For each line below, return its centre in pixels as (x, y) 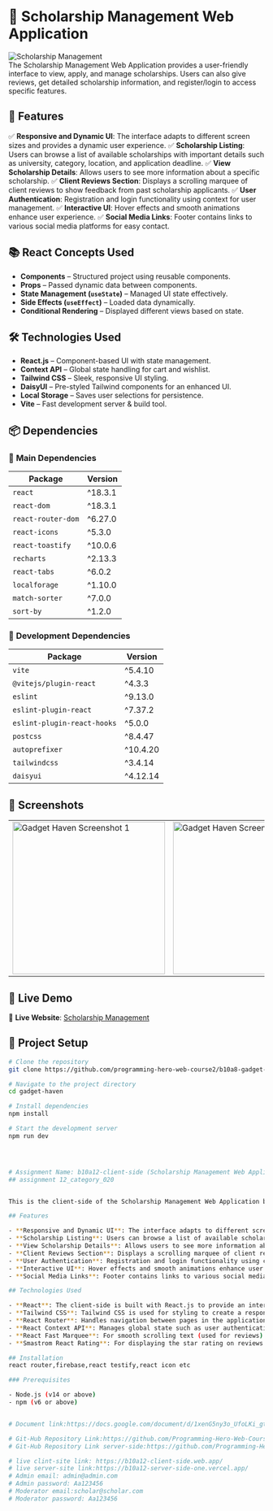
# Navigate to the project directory (72, 1084)
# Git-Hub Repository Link (54, 1446)
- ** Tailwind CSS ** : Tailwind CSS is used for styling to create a (125, 1313)
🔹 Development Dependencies (69, 636)
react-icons (36, 532)
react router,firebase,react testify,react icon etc (100, 1366)
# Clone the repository (49, 1062)
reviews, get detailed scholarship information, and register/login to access (132, 82)
